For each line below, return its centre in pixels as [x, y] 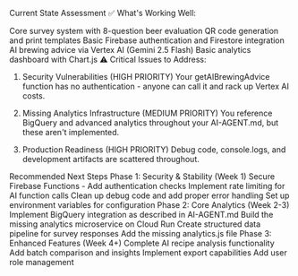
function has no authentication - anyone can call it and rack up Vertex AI [155, 86]
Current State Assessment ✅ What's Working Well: [103, 13]
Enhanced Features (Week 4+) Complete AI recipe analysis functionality [142, 243]
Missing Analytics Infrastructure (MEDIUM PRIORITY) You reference [147, 113]
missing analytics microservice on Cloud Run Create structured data [135, 224]
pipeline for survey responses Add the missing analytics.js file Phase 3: [140, 233]
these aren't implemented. [71, 132]
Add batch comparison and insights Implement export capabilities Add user [149, 253]
